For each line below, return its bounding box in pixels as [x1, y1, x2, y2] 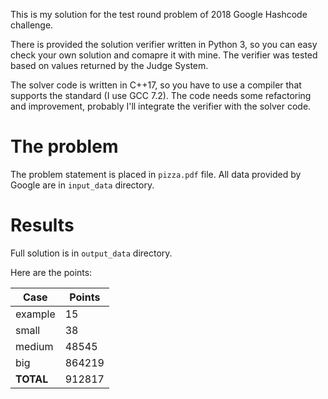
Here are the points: [10, 266, 93, 278]
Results [10, 214, 75, 237]
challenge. [10, 19, 54, 31]
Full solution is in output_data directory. [10, 247, 173, 259]
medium [15, 339, 54, 353]
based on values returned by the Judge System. [10, 60, 209, 71]
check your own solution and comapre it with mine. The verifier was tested [10, 49, 318, 61]
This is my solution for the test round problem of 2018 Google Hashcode [10, 9, 308, 20]
